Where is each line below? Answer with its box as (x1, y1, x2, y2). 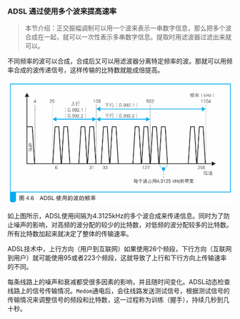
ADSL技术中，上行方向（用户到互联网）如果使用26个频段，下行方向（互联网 (7, 245, 232, 253)
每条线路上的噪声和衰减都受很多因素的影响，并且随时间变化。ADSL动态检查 (7, 278, 231, 286)
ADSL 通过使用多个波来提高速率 (7, 6, 117, 16)
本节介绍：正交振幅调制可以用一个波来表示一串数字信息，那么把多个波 (24, 24, 232, 33)
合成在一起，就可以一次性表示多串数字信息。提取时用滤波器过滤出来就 (24, 33, 232, 41)
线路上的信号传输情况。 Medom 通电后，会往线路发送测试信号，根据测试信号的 (7, 287, 230, 295)
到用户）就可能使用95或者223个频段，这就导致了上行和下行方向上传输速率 (7, 253, 227, 262)
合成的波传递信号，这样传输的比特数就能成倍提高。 (13, 66, 164, 74)
